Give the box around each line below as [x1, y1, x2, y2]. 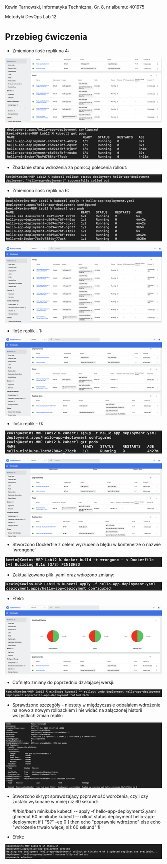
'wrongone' [12, 547, 36, 553]
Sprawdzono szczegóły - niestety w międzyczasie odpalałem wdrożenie [12, 702, 161, 708]
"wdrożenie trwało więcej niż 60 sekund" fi [12, 824, 101, 830]
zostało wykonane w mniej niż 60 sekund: [12, 799, 98, 805]
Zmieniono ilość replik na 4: [12, 47, 69, 54]
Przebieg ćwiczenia [5, 31, 88, 43]
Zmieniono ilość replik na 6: [12, 187, 69, 193]
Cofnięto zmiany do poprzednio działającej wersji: [12, 679, 115, 686]
